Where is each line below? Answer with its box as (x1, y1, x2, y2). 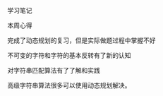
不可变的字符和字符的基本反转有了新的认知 (7, 52, 131, 59)
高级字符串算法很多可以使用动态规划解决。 (7, 81, 131, 90)
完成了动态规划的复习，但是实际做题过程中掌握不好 (7, 36, 156, 44)
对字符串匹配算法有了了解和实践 (7, 66, 100, 74)
